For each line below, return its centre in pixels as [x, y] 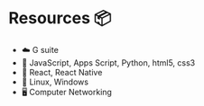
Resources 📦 [60, 18]
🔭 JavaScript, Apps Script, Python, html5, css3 [108, 62]
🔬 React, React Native [62, 72]
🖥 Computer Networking [66, 92]
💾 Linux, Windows [55, 82]
